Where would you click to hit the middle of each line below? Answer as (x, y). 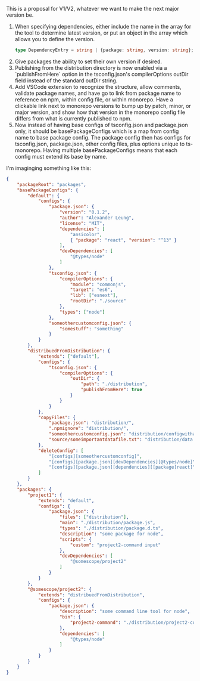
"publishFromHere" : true (112, 390)
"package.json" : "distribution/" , (91, 423)
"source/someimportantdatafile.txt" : (96, 439)
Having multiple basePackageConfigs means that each (110, 150)
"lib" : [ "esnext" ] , (94, 295)
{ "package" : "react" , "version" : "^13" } (124, 240)
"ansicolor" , (86, 234)
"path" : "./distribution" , (114, 384)
